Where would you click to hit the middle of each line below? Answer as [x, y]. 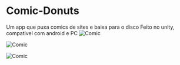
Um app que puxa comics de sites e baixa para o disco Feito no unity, [90, 27]
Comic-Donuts [43, 11]
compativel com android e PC [42, 33]
